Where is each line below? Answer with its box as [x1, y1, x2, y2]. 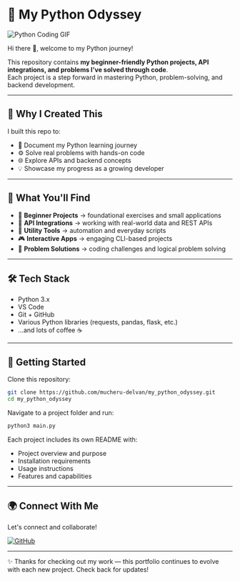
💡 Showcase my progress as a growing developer [17, 164, 164, 172]
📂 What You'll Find [7, 192, 91, 204]
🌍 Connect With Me [7, 500, 99, 512]
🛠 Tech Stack [7, 272, 70, 284]
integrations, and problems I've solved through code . [7, 65, 169, 74]
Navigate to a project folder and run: [7, 408, 114, 417]
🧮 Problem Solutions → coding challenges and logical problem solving [17, 244, 226, 253]
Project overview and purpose [17, 449, 107, 457]
